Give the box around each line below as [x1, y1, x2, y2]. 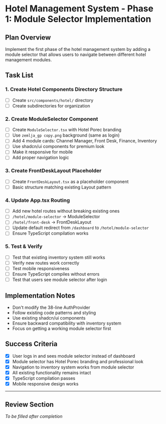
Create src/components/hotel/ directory [12, 97, 94, 103]
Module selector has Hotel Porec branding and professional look [12, 358, 144, 364]
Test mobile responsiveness [12, 265, 70, 271]
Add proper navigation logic [12, 154, 69, 161]
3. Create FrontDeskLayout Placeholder [5, 167, 102, 174]
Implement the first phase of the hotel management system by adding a [5, 47, 151, 52]
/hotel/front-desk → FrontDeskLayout [12, 219, 91, 225]
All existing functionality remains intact [12, 370, 91, 376]
